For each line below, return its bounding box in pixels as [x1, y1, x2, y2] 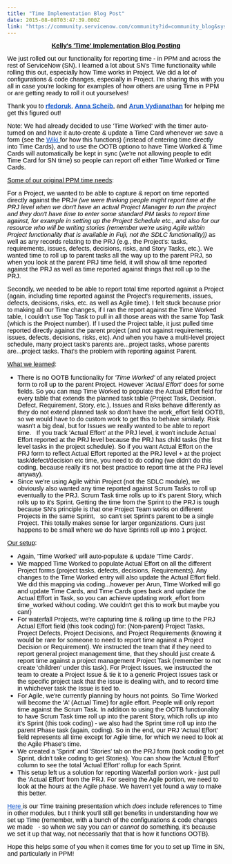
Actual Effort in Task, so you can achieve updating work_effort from [17, 595, 205, 602]
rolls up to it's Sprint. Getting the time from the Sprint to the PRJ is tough [17, 499, 220, 506]
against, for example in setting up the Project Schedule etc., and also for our [7, 217, 220, 225]
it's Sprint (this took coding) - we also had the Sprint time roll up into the [17, 720, 217, 727]
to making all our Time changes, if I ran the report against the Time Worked [7, 306, 217, 314]
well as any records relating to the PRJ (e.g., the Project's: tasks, [7, 238, 188, 246]
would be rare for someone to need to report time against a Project [17, 636, 204, 644]
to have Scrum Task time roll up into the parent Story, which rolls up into [17, 713, 218, 720]
